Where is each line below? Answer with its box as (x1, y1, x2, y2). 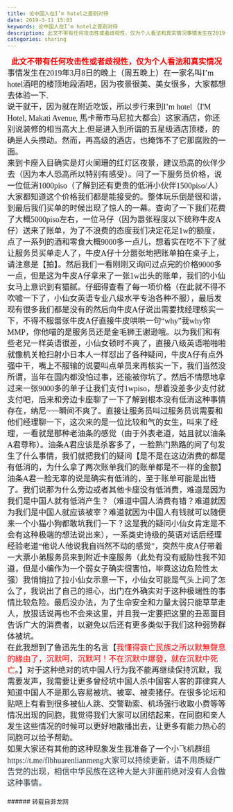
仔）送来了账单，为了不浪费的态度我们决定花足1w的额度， (7, 226, 220, 236)
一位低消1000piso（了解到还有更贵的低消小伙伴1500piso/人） (7, 181, 223, 191)
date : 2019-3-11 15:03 (7, 17, 73, 24)
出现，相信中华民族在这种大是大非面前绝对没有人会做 (30, 767, 226, 777)
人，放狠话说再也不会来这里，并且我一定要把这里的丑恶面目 (7, 610, 226, 619)
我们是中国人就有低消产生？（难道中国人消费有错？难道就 (7, 496, 218, 506)
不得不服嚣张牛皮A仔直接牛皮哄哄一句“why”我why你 (22, 316, 211, 326)
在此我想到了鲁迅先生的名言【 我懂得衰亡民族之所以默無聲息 (7, 643, 226, 653)
